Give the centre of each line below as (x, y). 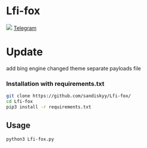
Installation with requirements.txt (55, 83)
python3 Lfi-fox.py (30, 139)
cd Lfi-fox (20, 102)
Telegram (25, 28)
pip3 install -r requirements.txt (49, 107)
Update (25, 52)
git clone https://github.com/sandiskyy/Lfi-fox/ (69, 96)
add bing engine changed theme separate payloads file (73, 68)
